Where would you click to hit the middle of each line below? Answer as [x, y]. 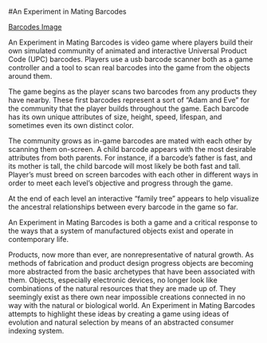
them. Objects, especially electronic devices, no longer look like [113, 280]
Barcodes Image [35, 27]
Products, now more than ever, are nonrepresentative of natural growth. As [131, 255]
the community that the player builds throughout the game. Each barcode [129, 108]
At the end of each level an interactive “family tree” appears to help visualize [133, 199]
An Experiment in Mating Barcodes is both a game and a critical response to [133, 222]
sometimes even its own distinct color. [71, 125]
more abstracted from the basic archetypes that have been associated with [132, 271]
